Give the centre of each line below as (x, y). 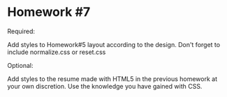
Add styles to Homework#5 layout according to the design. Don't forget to (114, 44)
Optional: (20, 65)
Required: (21, 31)
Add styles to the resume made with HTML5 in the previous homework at (112, 79)
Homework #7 (49, 12)
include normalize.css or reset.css (57, 52)
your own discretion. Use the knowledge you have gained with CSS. (105, 86)
